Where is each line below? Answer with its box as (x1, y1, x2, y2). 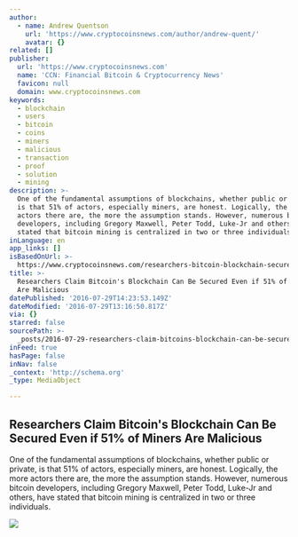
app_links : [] (9, 244, 62, 253)
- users (17, 112, 46, 121)
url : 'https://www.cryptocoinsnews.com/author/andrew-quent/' (25, 29, 260, 38)
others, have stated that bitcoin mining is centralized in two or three (9, 492, 256, 502)
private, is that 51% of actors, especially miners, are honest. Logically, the (9, 463, 278, 474)
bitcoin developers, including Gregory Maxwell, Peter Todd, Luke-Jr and (9, 482, 272, 493)
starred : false (9, 319, 66, 328)
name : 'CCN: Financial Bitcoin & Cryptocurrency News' (17, 71, 224, 80)
